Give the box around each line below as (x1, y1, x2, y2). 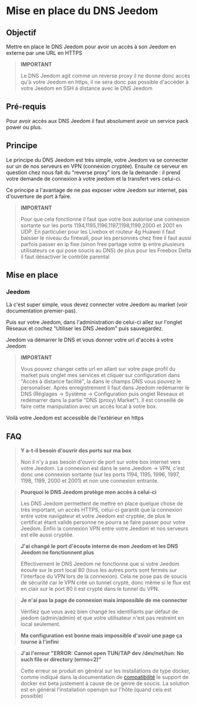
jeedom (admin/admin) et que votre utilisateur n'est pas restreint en (20, 614, 184, 621)
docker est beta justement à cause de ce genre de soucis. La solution (20, 680, 189, 687)
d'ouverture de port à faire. (6, 192, 72, 199)
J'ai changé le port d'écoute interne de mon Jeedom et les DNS (20, 543, 178, 550)
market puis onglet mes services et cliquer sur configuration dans (20, 372, 181, 379)
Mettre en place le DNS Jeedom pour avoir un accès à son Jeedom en (6, 43, 176, 50)
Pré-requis (6, 102, 46, 112)
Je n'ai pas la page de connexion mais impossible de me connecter (20, 597, 188, 604)
